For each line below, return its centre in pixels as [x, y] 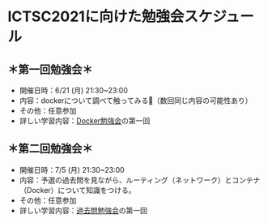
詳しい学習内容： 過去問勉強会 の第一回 [83, 210]
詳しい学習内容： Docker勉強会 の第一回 [85, 121]
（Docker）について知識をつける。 [77, 190]
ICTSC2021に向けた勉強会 [96, 17]
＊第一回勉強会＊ [50, 69]
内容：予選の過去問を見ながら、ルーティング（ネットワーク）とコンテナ [140, 180]
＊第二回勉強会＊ [50, 149]
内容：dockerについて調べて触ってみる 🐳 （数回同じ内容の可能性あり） [136, 101]
